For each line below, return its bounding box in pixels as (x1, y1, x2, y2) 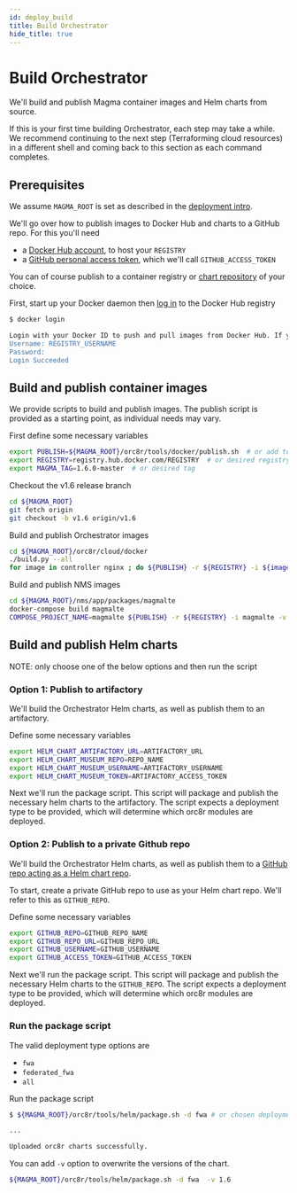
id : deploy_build (9, 12, 73, 22)
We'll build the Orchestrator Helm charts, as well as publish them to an (9, 703, 265, 713)
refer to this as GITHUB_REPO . (9, 894, 110, 905)
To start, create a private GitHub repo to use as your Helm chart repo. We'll (9, 885, 282, 895)
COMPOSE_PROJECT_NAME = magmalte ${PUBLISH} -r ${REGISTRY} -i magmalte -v (9, 612, 287, 621)
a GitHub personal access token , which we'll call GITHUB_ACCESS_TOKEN (21, 254, 276, 265)
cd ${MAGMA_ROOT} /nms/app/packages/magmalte (9, 596, 176, 605)
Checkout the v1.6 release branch (9, 480, 132, 490)
